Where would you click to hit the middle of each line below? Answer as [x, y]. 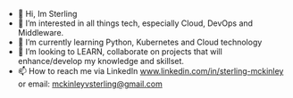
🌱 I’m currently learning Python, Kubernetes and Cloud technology [140, 42]
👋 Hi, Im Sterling [47, 14]
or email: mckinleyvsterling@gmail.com [90, 84]
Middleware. [41, 33]
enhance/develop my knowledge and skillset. [101, 61]
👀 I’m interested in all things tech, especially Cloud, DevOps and [135, 23]
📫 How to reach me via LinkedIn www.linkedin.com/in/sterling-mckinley [151, 71]
